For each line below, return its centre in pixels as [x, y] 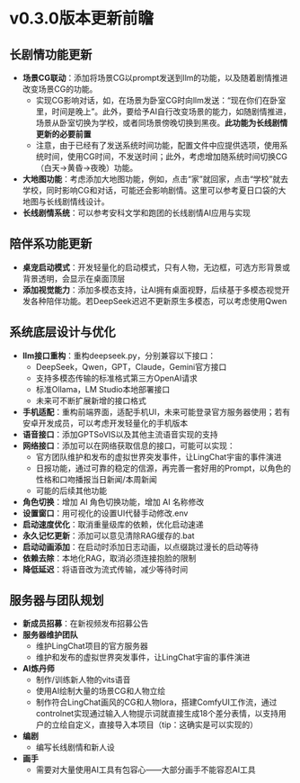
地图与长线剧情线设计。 [66, 202]
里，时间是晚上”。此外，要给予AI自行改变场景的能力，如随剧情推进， [163, 112]
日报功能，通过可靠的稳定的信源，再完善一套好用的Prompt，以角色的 [163, 468]
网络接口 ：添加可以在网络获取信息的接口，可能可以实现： [128, 445]
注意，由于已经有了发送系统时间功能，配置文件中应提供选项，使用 [158, 145]
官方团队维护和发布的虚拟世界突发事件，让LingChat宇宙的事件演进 [159, 456]
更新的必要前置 [63, 134]
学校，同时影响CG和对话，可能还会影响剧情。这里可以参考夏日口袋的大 [154, 190]
